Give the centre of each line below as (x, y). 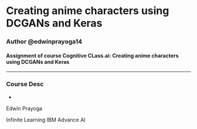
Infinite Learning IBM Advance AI (46, 120)
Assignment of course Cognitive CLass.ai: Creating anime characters (92, 55)
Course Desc (25, 84)
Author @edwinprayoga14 (44, 42)
